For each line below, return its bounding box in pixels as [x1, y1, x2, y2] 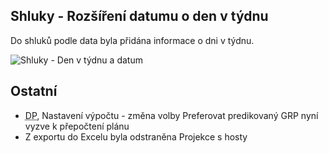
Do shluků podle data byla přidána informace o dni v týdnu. [10, 34, 255, 46]
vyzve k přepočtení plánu [24, 120, 130, 132]
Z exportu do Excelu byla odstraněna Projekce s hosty [24, 130, 248, 143]
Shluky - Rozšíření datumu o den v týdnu [10, 8, 269, 25]
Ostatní [10, 83, 58, 100]
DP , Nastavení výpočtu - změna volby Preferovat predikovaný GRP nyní [24, 109, 319, 121]
